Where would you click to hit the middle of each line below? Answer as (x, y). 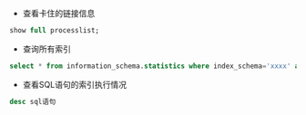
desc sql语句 (33, 101)
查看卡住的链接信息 (59, 13)
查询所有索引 (46, 49)
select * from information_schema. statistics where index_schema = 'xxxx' (150, 66)
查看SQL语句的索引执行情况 (75, 84)
